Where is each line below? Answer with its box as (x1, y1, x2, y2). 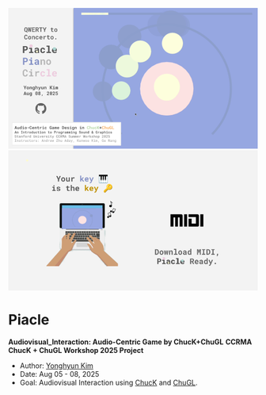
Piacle (8, 311, 50, 329)
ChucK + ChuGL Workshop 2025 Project (8, 345, 144, 355)
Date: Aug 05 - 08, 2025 (19, 369, 100, 378)
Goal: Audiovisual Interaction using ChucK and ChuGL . (19, 378, 198, 387)
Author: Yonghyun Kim (19, 361, 93, 370)
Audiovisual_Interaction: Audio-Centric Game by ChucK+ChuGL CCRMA (8, 337, 253, 347)
